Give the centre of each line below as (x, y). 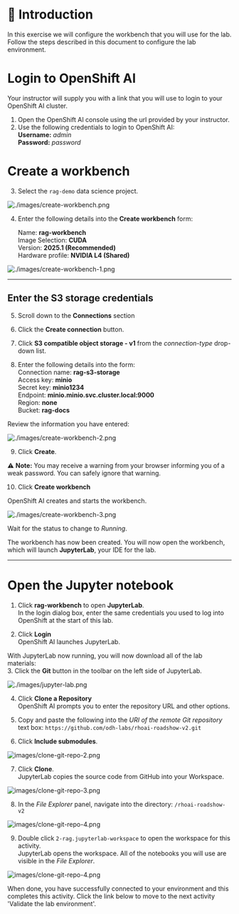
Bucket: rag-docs (43, 410)
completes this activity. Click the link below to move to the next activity (111, 896)
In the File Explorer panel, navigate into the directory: (95, 804)
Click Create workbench (54, 487)
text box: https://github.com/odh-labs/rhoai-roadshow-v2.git (109, 727)
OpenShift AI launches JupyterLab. (69, 641)
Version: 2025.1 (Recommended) (67, 247)
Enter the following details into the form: (76, 364)
